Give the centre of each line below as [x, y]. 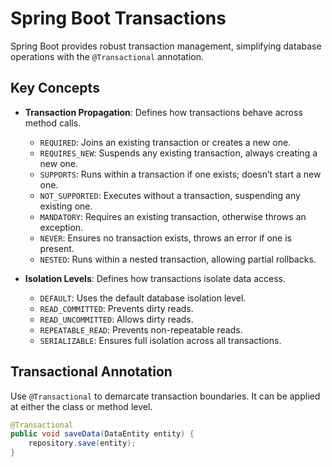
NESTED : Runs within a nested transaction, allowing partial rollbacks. [178, 259]
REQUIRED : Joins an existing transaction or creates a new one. [165, 142]
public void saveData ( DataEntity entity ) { [102, 434]
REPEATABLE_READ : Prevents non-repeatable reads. [141, 329]
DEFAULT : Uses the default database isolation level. [143, 298]
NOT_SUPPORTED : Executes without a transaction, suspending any [170, 195]
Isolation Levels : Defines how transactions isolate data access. [155, 278]
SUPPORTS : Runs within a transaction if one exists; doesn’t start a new [180, 174]
